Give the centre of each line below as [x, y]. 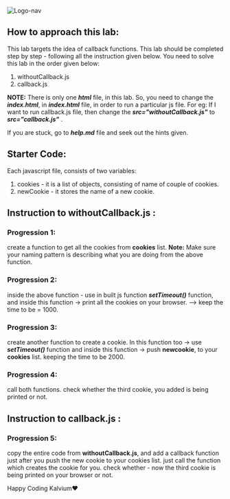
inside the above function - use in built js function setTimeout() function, [110, 295]
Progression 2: [32, 280]
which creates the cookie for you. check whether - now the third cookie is [112, 467]
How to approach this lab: [63, 32]
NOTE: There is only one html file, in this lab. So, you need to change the [111, 97]
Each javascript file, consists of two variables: [72, 170]
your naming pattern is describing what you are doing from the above [105, 255]
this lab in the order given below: [53, 63]
